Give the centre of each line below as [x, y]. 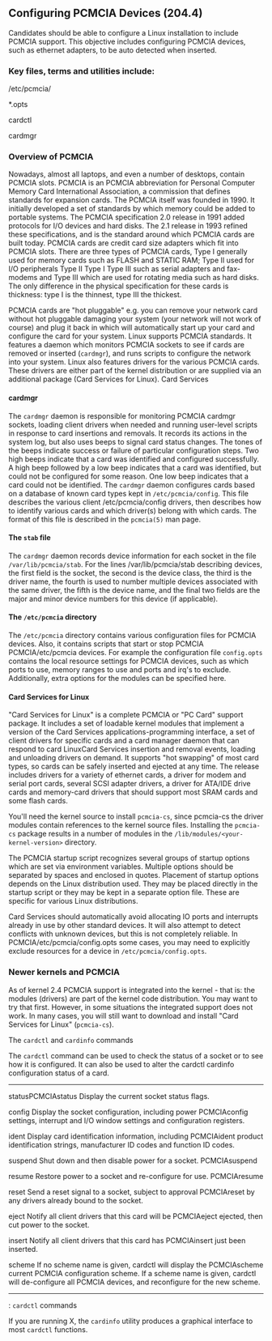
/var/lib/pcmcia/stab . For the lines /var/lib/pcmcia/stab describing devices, [136, 564]
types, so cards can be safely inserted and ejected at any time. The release [134, 766]
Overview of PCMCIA [51, 157]
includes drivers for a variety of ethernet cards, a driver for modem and [127, 775]
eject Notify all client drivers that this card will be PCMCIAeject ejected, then [136, 1216]
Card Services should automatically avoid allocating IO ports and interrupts [134, 917]
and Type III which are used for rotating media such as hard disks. [149, 278]
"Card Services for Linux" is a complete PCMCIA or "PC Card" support [126, 715]
